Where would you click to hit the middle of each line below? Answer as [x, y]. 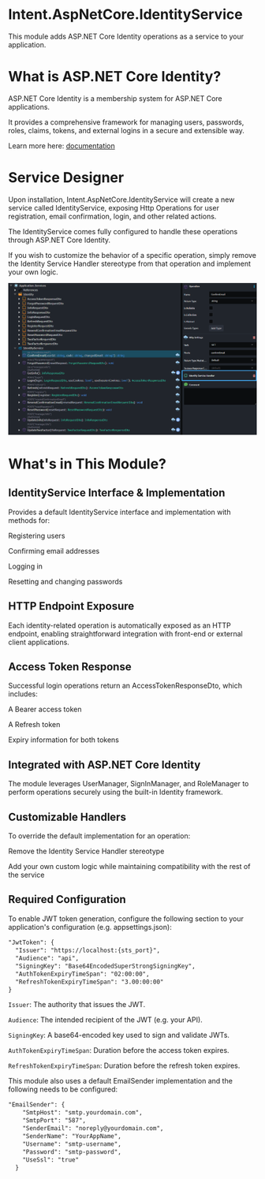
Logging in [26, 566]
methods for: [29, 520]
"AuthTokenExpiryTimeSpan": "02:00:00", [82, 974]
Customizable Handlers [67, 817]
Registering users [37, 535]
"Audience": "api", [47, 958]
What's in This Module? [88, 464]
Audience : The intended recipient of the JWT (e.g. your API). [105, 1020]
